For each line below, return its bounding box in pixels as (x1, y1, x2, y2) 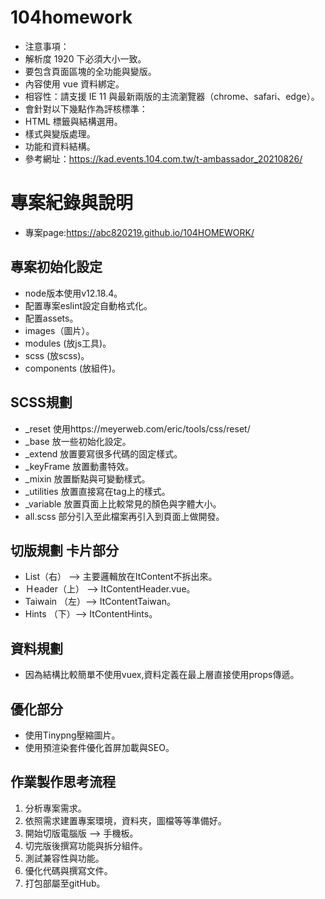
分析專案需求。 (24, 802, 87, 814)
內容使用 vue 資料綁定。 (24, 77, 125, 90)
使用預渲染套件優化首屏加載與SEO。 (24, 741, 175, 753)
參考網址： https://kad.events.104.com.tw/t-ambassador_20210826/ (24, 152, 303, 165)
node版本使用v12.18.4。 (24, 287, 123, 299)
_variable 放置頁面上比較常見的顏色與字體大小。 (24, 497, 222, 510)
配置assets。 (24, 312, 79, 324)
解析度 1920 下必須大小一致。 (24, 52, 147, 65)
